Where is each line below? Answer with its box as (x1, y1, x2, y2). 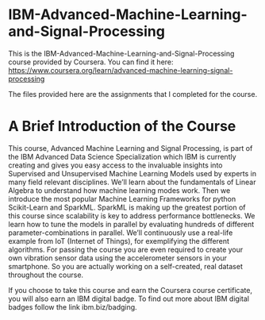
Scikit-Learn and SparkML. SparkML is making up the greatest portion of (8, 202, 246, 212)
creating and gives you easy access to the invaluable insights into (8, 160, 223, 170)
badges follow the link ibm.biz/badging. (8, 302, 137, 311)
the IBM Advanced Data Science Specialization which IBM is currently (8, 152, 236, 161)
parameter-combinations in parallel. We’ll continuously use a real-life (8, 228, 233, 237)
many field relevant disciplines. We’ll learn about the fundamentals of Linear (8, 177, 256, 187)
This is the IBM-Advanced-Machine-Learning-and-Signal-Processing (8, 48, 235, 58)
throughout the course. (8, 270, 84, 280)
